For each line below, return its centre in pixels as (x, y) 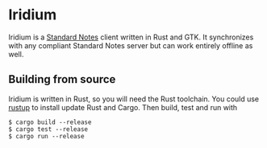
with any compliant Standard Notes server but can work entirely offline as (131, 45)
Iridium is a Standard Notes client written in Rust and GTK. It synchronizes (131, 37)
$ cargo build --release (50, 122)
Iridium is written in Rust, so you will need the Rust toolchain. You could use (134, 99)
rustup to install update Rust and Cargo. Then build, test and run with (123, 107)
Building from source (62, 79)
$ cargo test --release (48, 129)
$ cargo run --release (46, 136)
